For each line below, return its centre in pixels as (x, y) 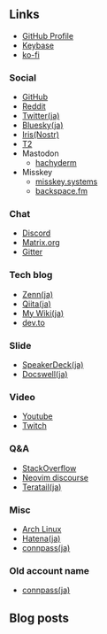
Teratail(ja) (42, 487)
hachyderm (56, 163)
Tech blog (31, 275)
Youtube (37, 416)
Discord (36, 233)
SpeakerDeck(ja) (53, 365)
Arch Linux (42, 529)
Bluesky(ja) (42, 125)
